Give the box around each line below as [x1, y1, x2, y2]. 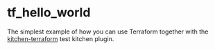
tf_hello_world [7, 5, 91, 21]
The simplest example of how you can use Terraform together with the [7, 27, 209, 36]
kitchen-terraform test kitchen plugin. [7, 34, 114, 42]
